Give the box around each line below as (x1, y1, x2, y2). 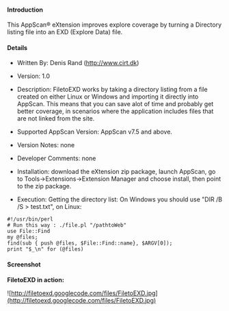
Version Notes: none (16, 141, 75, 149)
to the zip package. (16, 182, 72, 190)
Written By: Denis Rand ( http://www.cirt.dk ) (16, 59, 139, 67)
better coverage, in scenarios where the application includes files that (16, 107, 214, 116)
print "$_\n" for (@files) (7, 246, 84, 253)
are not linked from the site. (16, 114, 95, 123)
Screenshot (7, 260, 41, 269)
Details (7, 43, 28, 51)
